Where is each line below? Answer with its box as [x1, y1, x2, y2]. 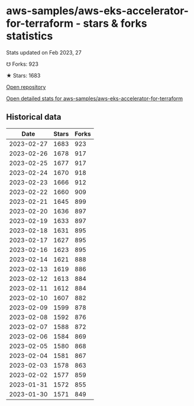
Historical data [6, 112, 62, 122]
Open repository [6, 83, 46, 90]
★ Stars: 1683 [6, 72, 41, 79]
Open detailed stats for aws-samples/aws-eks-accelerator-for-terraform [6, 95, 183, 102]
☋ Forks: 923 [6, 60, 38, 68]
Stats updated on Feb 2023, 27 [6, 49, 82, 56]
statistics [6, 30, 53, 43]
